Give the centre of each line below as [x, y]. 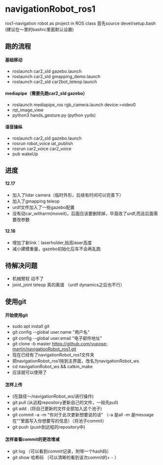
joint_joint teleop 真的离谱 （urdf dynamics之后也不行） [68, 285]
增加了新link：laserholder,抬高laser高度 [52, 242]
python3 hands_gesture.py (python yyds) [54, 115]
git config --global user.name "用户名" [51, 332]
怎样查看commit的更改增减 [32, 439]
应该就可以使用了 [29, 373]
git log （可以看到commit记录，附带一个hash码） [62, 451]
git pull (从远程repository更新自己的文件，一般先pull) [65, 403]
